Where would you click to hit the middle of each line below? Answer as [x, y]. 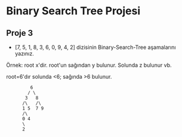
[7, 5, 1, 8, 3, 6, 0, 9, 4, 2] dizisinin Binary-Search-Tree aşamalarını [95, 47]
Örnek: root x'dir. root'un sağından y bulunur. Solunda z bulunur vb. [89, 65]
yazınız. [24, 54]
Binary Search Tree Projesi [73, 11]
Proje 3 [20, 33]
